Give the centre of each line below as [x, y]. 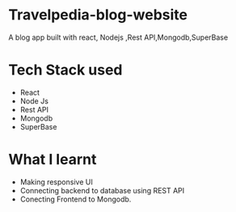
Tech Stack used [65, 70]
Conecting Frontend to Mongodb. [76, 199]
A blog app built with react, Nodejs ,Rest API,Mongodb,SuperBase [118, 37]
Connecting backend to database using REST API [102, 190]
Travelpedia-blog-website [98, 15]
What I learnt [53, 160]
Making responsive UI [56, 182]
